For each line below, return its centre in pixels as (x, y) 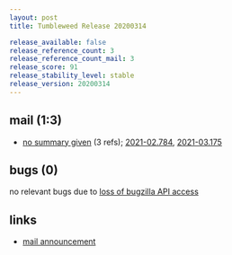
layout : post (34, 18)
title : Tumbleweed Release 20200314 (78, 26)
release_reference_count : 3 (62, 50)
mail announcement (59, 242)
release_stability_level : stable (72, 76)
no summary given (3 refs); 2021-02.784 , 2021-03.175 (122, 142)
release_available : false (58, 42)
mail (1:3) (36, 121)
